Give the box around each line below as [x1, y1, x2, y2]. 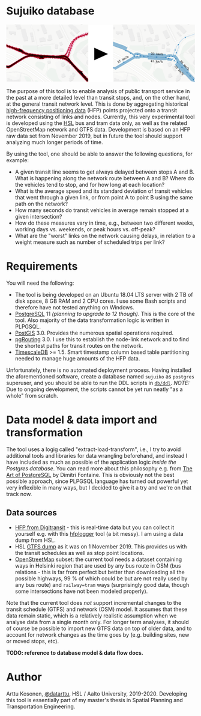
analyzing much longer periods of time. [6, 139, 103, 146]
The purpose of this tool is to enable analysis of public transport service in [6, 88, 190, 95]
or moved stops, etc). [6, 637, 59, 645]
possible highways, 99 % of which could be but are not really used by [14, 575, 188, 582]
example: [6, 157, 29, 164]
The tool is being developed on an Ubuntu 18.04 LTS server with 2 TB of [14, 291, 193, 298]
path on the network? [14, 200, 68, 208]
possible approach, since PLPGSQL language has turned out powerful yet [6, 478, 188, 485]
